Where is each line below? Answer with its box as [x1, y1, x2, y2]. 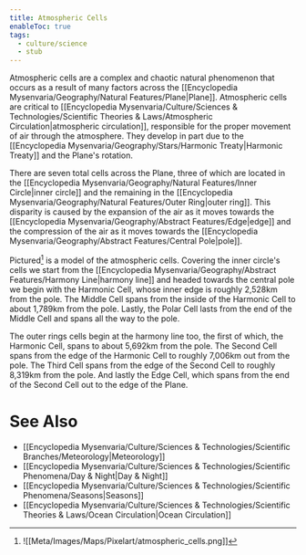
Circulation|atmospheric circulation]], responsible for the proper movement [9, 120, 291, 132]
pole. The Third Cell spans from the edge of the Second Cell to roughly [9, 360, 276, 371]
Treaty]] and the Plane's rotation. [9, 150, 134, 161]
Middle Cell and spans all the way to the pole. [9, 312, 180, 324]
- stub [17, 47, 43, 57]
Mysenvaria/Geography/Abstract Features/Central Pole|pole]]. [9, 236, 243, 246]
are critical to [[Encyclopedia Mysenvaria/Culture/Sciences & [9, 101, 239, 112]
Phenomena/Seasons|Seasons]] [22, 489, 144, 500]
